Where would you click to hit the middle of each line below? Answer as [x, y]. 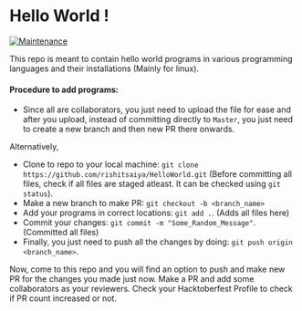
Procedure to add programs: [64, 89]
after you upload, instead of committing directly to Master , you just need [158, 119]
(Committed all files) [61, 233]
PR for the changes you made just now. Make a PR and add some [132, 279]
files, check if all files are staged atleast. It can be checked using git [151, 184]
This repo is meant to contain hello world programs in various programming [151, 58]
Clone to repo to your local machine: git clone [110, 164]
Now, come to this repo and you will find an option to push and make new [147, 269]
